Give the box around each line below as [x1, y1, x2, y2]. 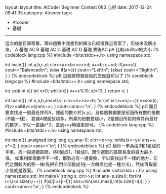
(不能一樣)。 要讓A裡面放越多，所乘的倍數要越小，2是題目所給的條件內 [5, 116, 150, 121]
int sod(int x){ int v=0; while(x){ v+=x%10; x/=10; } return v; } [5, 88, 128, 94]
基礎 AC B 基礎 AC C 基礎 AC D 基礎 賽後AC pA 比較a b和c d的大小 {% [19, 46, 160, 52]
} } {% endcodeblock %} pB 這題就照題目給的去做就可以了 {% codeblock [5, 73, 154, 78]
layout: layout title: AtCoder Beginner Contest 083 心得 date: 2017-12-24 [5, 4, 152, 10]
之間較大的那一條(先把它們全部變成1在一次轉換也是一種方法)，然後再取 [9, 161, 153, 167]
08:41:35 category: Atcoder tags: [5, 10, 73, 16]
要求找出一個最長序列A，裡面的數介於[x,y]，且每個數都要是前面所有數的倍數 [5, 110, 161, 115]
